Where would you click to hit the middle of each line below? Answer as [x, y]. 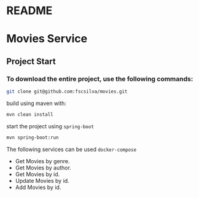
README [29, 11]
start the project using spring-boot [50, 126]
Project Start [31, 61]
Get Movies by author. [43, 168]
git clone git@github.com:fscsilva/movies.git [67, 92]
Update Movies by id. [42, 180]
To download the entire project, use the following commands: [100, 79]
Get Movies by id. [37, 174]
